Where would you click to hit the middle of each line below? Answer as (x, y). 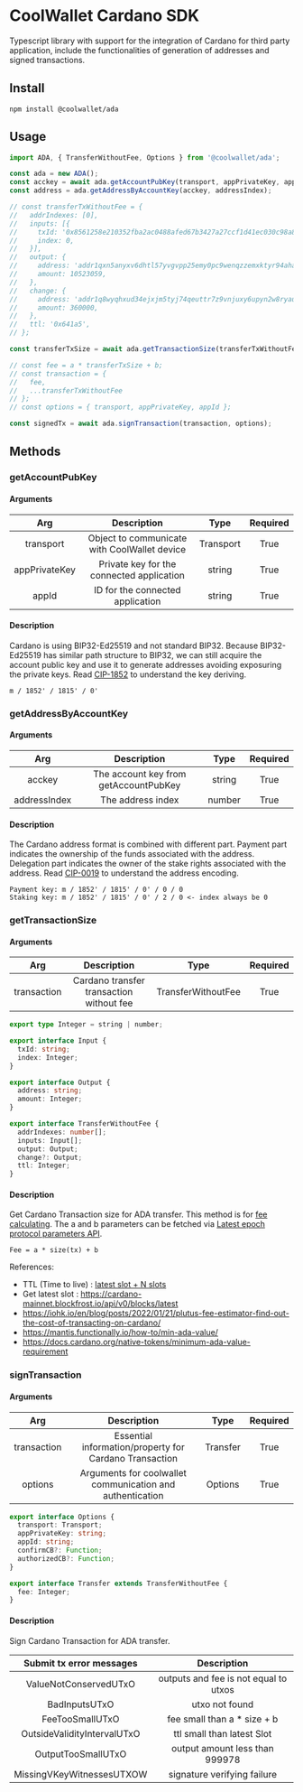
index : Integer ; (48, 1057)
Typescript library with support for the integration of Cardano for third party (150, 41)
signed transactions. (47, 60)
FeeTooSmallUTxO (81, 1719)
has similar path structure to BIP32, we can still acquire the (153, 655)
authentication (133, 1495)
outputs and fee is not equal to (223, 1678)
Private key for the (138, 563)
